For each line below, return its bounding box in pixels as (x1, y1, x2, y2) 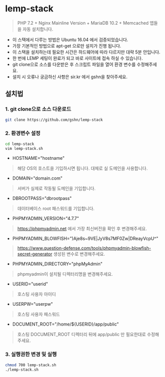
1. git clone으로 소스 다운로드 (5, 106, 71, 113)
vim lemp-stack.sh (5, 146, 43, 151)
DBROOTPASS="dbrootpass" (12, 195, 72, 201)
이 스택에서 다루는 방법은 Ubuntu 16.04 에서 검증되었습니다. (12, 37, 128, 43)
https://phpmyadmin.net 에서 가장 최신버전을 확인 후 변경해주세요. (17, 226, 147, 232)
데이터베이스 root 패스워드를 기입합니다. (17, 205, 95, 211)
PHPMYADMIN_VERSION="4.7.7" (12, 215, 79, 221)
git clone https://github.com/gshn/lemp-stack (5, 117, 103, 122)
